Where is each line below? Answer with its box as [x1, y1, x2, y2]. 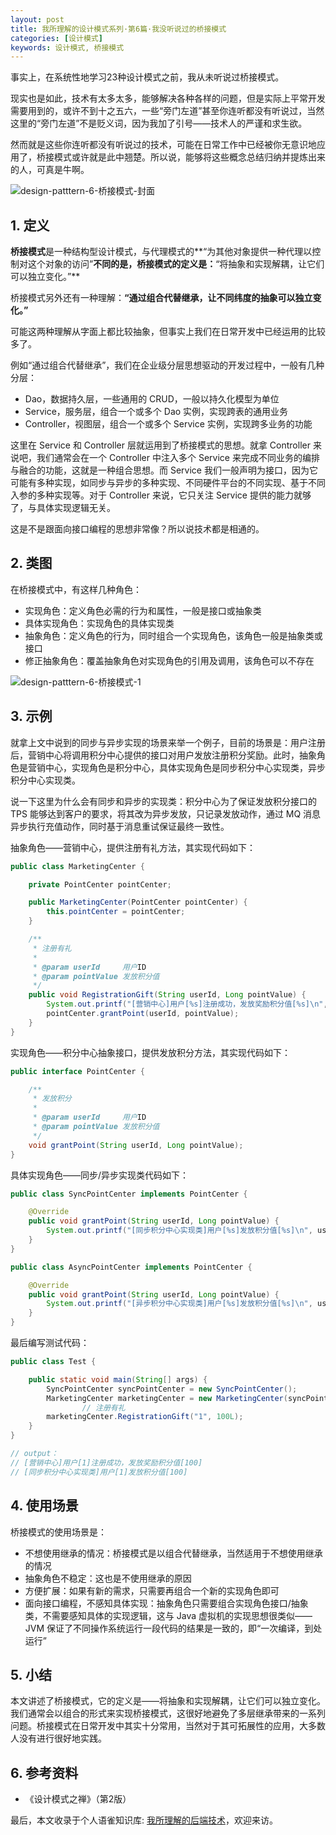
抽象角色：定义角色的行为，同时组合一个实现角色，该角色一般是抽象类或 [24, 629, 323, 641]
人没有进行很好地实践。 [10, 1732, 107, 1745]
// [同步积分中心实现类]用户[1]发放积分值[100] [10, 1467, 188, 1477]
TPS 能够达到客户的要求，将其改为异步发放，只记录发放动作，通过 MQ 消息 [10, 807, 322, 820]
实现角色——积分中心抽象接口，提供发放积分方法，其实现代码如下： [10, 1046, 291, 1058]
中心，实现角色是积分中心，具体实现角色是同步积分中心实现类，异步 [44, 761, 326, 773]
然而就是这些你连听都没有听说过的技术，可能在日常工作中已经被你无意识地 [10, 139, 317, 151]
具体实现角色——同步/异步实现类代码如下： [10, 1169, 190, 1181]
